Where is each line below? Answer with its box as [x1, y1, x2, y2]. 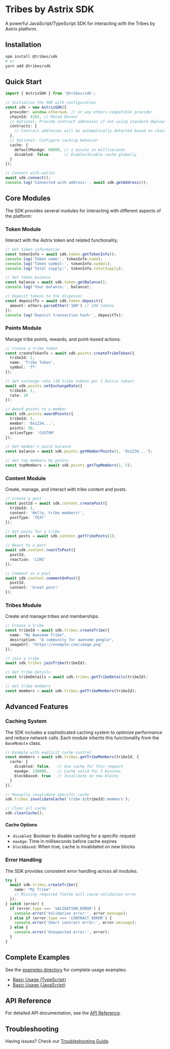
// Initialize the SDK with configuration [5, 100, 96, 105]
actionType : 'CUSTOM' [10, 430, 56, 435]
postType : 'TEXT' [10, 515, 47, 520]
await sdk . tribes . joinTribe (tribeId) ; [5, 661, 87, 666]
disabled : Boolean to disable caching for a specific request [12, 833, 136, 839]
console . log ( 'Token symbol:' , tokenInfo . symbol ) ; [5, 261, 112, 266]
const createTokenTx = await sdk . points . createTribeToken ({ [5, 350, 135, 356]
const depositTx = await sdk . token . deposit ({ [5, 298, 103, 303]
